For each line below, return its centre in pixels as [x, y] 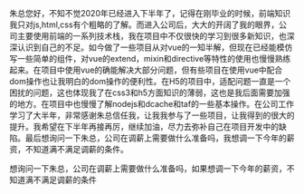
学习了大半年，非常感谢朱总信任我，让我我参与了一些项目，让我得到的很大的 [152, 115]
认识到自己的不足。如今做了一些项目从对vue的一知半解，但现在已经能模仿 [155, 47]
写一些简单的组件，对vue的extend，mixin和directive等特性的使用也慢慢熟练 [150, 58]
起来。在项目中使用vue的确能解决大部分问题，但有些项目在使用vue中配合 [146, 70]
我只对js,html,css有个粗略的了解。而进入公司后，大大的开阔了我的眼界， [144, 24]
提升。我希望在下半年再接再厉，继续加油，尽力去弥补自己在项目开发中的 [144, 126]
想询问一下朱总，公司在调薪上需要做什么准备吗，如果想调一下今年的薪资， [148, 169]
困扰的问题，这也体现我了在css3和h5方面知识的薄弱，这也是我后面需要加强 [150, 92]
